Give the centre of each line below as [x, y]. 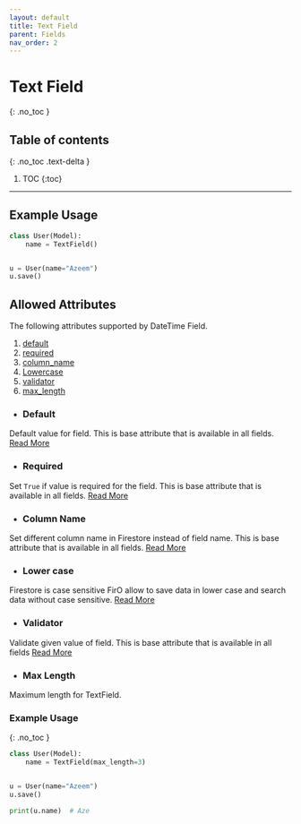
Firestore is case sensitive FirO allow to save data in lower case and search [148, 590]
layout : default [39, 17]
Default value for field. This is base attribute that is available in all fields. [142, 433]
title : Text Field [43, 26]
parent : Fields [38, 34]
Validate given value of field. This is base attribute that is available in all [141, 642]
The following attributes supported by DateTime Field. [108, 326]
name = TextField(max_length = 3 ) [86, 762]
